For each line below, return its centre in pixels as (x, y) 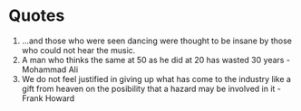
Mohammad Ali (50, 69)
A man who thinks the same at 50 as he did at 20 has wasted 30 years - (156, 60)
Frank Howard (48, 98)
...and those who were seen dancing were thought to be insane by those (156, 41)
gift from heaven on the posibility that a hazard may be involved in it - (151, 88)
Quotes (37, 16)
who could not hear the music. (78, 50)
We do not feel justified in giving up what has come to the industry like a (156, 79)
